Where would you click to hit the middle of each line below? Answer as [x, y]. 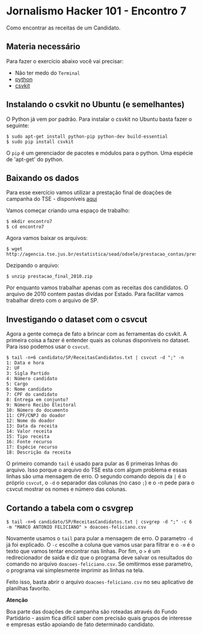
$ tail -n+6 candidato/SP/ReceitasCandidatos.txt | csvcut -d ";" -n [95, 358]
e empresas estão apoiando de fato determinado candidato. [80, 624]
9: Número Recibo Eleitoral [41, 405]
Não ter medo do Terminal [47, 73]
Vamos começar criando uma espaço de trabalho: [68, 211]
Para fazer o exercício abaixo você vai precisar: [65, 61]
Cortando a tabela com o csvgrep [70, 508]
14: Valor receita [29, 431]
